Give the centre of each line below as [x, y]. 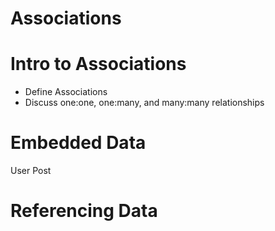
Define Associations [66, 92]
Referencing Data [84, 211]
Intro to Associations [98, 64]
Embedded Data [78, 143]
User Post [31, 171]
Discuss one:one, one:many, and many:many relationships [144, 103]
